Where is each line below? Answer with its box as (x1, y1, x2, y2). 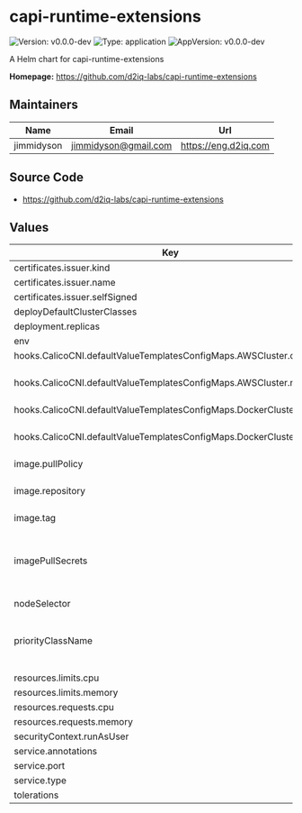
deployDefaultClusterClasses (13, 306, 138, 318)
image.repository (13, 485, 86, 498)
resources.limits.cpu (13, 671, 100, 684)
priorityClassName (13, 635, 93, 647)
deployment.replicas (13, 320, 101, 333)
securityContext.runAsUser (13, 730, 129, 743)
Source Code (9, 169, 84, 186)
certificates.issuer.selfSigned (13, 291, 138, 304)
